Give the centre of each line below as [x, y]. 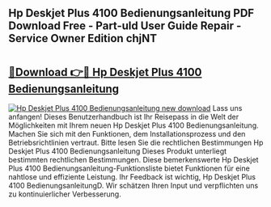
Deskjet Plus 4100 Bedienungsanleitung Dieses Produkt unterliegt [118, 151]
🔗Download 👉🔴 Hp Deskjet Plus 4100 [105, 72]
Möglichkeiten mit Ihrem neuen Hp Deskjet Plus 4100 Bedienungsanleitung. [133, 125]
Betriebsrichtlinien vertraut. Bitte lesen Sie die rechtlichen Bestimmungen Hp [136, 142]
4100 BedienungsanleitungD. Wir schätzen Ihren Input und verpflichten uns [133, 186]
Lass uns [227, 108]
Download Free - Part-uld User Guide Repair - [125, 26]
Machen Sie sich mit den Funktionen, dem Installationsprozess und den [127, 134]
